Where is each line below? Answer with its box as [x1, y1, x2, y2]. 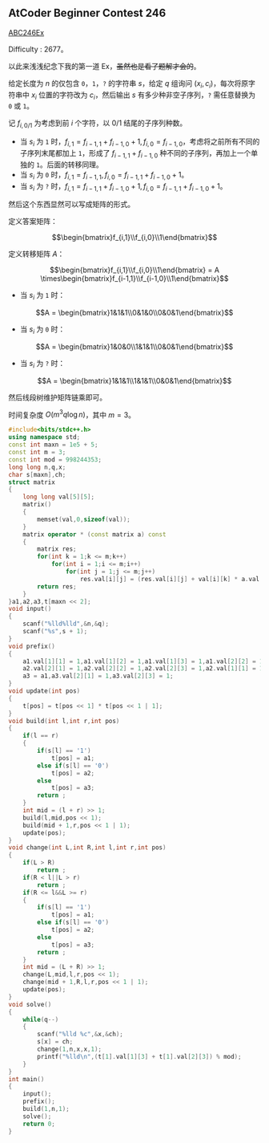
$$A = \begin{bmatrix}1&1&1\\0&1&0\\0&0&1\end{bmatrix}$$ [35, 308, 234, 318]
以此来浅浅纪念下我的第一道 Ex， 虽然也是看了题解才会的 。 [8, 61, 201, 71]
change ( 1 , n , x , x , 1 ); [37, 1045, 102, 1054]
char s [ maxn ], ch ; [8, 470, 66, 478]
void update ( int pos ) [8, 687, 81, 695]
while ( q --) [22, 1015, 59, 1023]
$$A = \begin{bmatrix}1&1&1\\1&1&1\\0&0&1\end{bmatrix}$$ [37, 376, 232, 385]
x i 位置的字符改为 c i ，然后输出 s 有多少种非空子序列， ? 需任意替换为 [30, 90, 256, 101]
